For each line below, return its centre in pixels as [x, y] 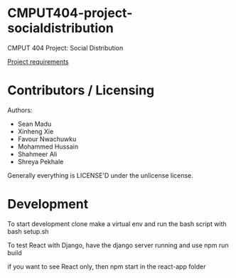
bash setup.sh [28, 231]
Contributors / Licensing [81, 91]
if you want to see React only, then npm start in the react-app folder [107, 266]
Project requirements [38, 61]
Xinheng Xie [36, 131]
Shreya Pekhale [41, 161]
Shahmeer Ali [37, 154]
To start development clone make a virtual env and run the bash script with [117, 224]
